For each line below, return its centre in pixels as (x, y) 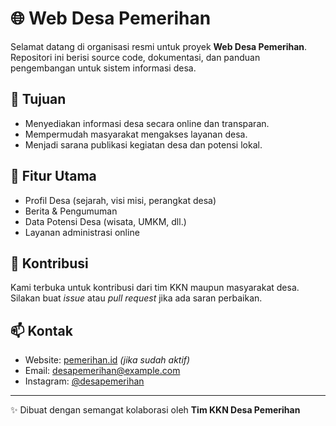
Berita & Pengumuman (71, 211)
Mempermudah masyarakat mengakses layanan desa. (136, 134)
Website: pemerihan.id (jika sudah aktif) (107, 360)
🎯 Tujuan (38, 99)
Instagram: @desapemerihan (84, 381)
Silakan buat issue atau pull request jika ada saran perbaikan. (136, 298)
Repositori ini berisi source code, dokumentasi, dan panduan (135, 57)
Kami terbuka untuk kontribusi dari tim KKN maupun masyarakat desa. (155, 288)
